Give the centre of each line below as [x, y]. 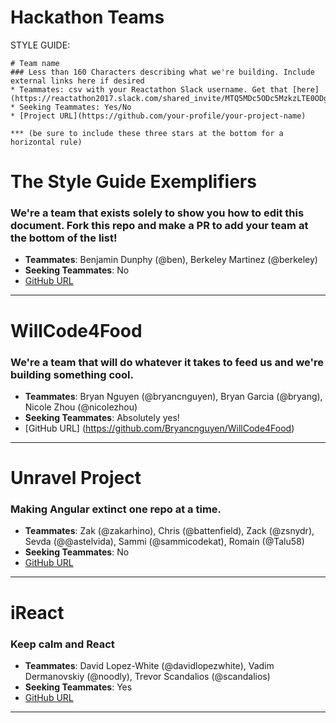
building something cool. [72, 374]
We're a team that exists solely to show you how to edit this [157, 213]
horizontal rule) [46, 142]
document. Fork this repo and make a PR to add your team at [159, 226]
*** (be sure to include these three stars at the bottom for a [147, 133]
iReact [37, 612]
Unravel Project [76, 478]
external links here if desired [77, 81]
